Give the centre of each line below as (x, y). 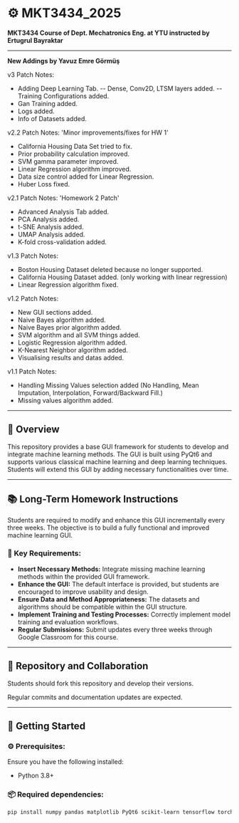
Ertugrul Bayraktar (36, 40)
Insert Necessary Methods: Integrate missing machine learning (111, 569)
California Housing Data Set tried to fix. (75, 146)
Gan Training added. (48, 103)
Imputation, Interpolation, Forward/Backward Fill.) (90, 392)
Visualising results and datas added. (71, 357)
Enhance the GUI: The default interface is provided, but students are (118, 584)
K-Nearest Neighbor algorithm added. (73, 350)
